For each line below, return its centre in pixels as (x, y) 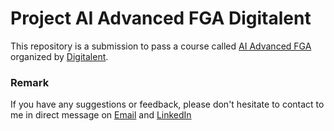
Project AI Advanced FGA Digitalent (161, 18)
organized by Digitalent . (59, 56)
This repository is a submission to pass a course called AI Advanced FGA (161, 46)
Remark (30, 82)
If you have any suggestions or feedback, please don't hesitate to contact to (167, 104)
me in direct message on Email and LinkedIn (101, 115)
